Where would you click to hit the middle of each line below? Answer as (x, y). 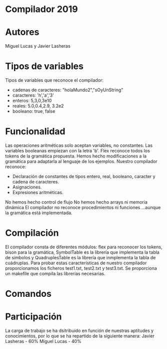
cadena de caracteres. (35, 182)
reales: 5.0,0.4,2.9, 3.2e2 (38, 106)
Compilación (32, 233)
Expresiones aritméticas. (38, 192)
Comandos (28, 294)
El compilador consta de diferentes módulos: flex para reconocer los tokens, (84, 247)
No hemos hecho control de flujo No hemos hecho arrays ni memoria (76, 202)
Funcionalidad (35, 132)
